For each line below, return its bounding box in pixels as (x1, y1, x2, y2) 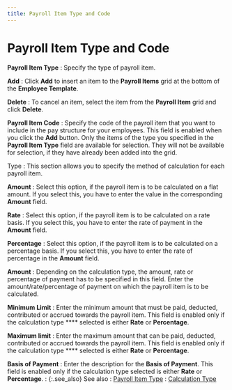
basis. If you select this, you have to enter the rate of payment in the (7, 218, 203, 226)
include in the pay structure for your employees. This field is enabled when (7, 126, 222, 134)
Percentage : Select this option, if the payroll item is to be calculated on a (7, 239, 218, 247)
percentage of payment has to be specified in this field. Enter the (7, 274, 194, 283)
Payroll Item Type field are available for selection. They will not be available (7, 141, 224, 149)
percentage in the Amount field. (7, 253, 100, 262)
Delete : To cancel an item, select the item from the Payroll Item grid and (7, 97, 217, 106)
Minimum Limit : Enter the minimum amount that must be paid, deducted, (7, 303, 218, 311)
